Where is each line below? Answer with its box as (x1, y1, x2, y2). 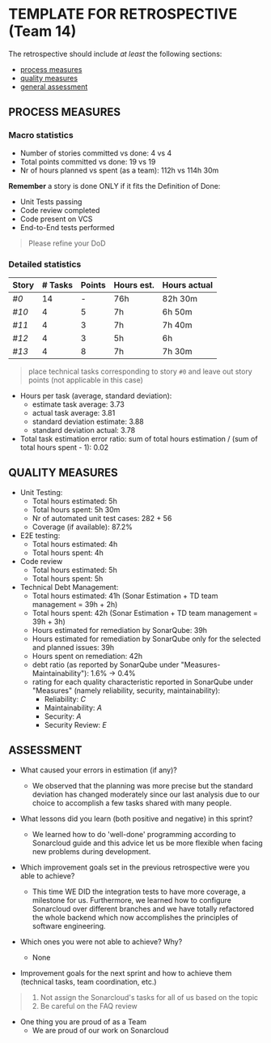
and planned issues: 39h (32, 642, 115, 652)
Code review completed (19, 205, 100, 215)
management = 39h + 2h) (32, 599, 118, 609)
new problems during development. (32, 846, 151, 856)
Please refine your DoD (28, 238, 106, 248)
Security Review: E (44, 720, 107, 729)
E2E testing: (19, 530, 61, 540)
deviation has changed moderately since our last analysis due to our (32, 789, 260, 799)
